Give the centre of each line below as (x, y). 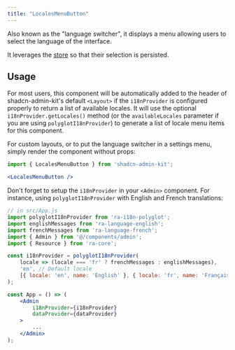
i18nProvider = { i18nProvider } (75, 308)
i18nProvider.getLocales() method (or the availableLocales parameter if (113, 115)
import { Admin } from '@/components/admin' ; (74, 237)
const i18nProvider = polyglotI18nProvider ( (73, 256)
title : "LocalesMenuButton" (48, 14)
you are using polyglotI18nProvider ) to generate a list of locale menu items (116, 123)
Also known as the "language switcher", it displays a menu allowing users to (117, 34)
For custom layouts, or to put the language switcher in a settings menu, (109, 144)
